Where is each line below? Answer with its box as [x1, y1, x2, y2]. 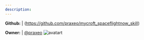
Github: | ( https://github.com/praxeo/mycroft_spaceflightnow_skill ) [5, 20, 140, 26]
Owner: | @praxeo [5, 29, 42, 35]
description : [5, 7, 32, 12]
